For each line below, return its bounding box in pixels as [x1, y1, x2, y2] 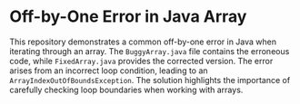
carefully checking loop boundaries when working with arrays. [9, 84, 244, 95]
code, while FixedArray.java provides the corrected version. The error [9, 55, 274, 66]
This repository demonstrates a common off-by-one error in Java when [9, 36, 277, 47]
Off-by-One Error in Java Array [9, 6, 247, 27]
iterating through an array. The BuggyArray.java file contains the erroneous [9, 45, 290, 56]
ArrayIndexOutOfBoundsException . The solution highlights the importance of [9, 74, 291, 85]
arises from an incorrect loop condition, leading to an [9, 65, 208, 76]
